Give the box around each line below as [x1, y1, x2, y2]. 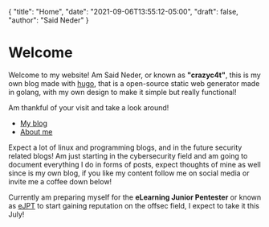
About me [19, 126, 53, 136]
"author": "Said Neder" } [8, 15, 90, 25]
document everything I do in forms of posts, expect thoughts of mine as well [8, 159, 261, 169]
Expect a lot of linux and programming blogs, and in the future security [8, 142, 243, 152]
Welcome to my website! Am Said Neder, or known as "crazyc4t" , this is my [8, 70, 261, 80]
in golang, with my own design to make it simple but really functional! [8, 87, 237, 97]
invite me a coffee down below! [8, 176, 112, 186]
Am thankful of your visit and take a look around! [8, 102, 169, 112]
